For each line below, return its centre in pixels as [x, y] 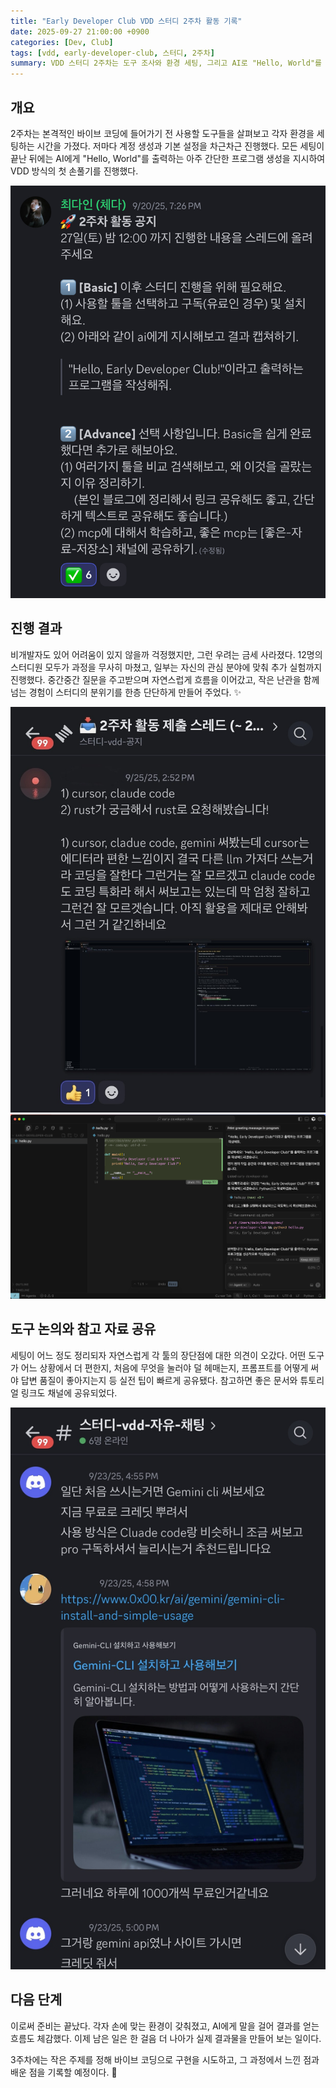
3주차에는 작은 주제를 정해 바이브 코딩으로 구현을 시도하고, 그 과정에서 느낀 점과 [165, 2059]
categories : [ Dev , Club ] [62, 42]
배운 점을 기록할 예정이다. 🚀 [64, 2072]
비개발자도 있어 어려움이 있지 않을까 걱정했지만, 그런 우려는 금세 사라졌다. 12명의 [166, 654]
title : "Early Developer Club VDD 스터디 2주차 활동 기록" [126, 21]
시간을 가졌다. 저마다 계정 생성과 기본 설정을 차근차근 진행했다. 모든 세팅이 [180, 146]
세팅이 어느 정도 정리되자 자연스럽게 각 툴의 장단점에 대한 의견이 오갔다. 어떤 [158, 1355]
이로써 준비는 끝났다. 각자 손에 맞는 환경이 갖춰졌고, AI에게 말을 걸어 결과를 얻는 [165, 2026]
